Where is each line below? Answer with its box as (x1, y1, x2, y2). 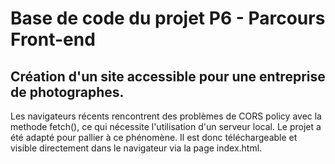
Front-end (10, 28, 96, 51)
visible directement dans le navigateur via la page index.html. (10, 142, 263, 154)
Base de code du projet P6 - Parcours (10, 7, 326, 30)
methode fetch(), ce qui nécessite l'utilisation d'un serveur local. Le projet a (10, 121, 322, 132)
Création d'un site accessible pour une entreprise (10, 68, 326, 85)
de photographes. (10, 83, 125, 101)
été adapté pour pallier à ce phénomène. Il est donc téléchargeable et (10, 132, 298, 143)
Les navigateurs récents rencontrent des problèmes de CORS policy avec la (10, 110, 322, 122)
